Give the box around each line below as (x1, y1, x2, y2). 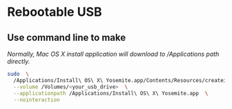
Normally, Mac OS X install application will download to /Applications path (7, 50, 220, 58)
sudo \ (7, 70, 30, 77)
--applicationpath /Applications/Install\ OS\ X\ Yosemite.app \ (13, 90, 209, 97)
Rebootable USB (7, 4, 102, 20)
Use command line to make (7, 32, 126, 43)
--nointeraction (13, 96, 60, 103)
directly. (7, 57, 30, 66)
